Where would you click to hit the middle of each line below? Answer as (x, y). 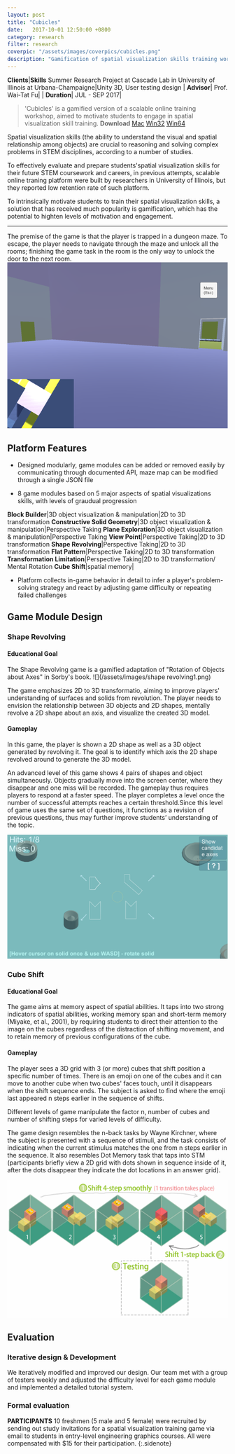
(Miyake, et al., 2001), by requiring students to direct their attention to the (113, 1022)
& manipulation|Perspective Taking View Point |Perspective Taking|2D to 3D (116, 537)
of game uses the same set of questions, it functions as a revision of (106, 810)
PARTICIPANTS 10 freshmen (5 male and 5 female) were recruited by (107, 1421)
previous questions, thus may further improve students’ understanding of (113, 817)
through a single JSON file (55, 480)
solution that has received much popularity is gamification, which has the (113, 208)
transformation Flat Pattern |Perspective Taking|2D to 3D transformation (111, 552)
